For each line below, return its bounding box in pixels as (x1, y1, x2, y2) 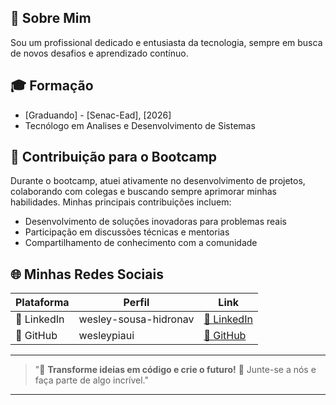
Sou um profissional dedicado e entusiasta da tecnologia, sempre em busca (10, 36, 323, 48)
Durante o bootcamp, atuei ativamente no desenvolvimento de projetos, (10, 175, 306, 187)
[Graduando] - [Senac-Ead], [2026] (24, 109, 172, 121)
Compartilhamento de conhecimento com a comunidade (24, 237, 258, 249)
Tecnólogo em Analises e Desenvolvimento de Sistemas (24, 119, 256, 131)
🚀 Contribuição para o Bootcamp (10, 149, 218, 166)
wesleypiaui (78, 329, 135, 343)
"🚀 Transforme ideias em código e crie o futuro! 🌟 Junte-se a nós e (34, 364, 317, 376)
